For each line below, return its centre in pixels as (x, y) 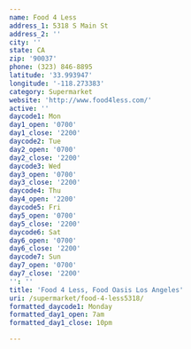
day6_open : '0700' (43, 241)
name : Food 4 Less (43, 17)
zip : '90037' (33, 59)
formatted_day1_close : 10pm (61, 323)
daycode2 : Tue (35, 141)
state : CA (27, 51)
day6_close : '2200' (45, 249)
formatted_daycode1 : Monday (61, 306)
